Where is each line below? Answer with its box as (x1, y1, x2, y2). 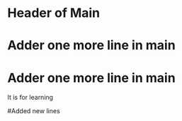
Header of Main (7, 5, 101, 21)
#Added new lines (7, 107, 60, 115)
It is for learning (7, 93, 54, 102)
